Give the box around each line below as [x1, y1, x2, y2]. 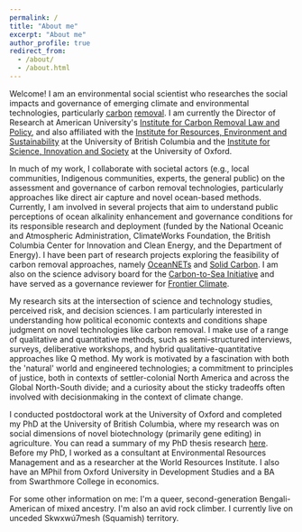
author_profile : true [9, 38, 91, 48]
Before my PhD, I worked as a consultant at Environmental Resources [9, 447, 267, 458]
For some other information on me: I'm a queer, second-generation [9, 493, 258, 504]
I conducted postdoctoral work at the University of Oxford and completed [9, 408, 282, 419]
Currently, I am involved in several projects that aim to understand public [9, 201, 279, 212]
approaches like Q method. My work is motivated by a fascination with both [9, 353, 290, 363]
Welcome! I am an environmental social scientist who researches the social [9, 87, 288, 99]
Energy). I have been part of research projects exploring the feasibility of [9, 249, 279, 260]
